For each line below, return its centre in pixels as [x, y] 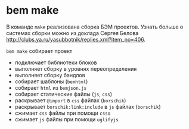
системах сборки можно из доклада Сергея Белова [72, 33]
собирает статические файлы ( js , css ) [63, 94]
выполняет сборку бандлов [50, 75]
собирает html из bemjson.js [51, 87]
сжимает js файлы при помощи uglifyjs [66, 119]
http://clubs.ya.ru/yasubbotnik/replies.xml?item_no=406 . [76, 39]
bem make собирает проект [39, 51]
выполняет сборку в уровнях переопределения [76, 68]
